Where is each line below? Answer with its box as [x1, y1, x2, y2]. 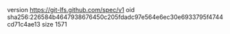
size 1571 [42, 20, 67, 28]
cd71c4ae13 [7, 20, 41, 28]
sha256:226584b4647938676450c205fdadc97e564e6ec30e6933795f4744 [7, 13, 224, 21]
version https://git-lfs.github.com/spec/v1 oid [7, 6, 135, 14]
